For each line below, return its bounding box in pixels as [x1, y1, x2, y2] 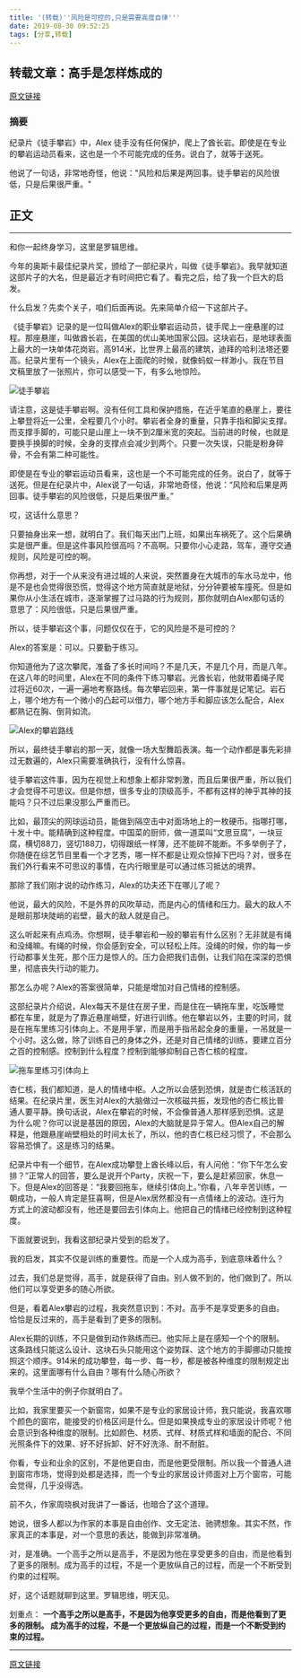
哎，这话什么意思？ [9, 510, 81, 520]
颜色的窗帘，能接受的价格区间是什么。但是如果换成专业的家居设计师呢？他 [16, 1416, 292, 1427]
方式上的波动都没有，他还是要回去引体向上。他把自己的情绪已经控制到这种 [9, 1204, 284, 1215]
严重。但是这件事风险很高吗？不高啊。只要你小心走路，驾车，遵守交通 [32, 540, 292, 551]
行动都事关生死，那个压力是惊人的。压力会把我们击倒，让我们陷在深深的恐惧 [9, 952, 292, 963]
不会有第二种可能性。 [24, 450, 104, 460]
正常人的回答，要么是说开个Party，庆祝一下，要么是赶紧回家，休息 [28, 1170, 276, 1181]
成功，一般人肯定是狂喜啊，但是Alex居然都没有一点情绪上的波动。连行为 [16, 1193, 285, 1203]
